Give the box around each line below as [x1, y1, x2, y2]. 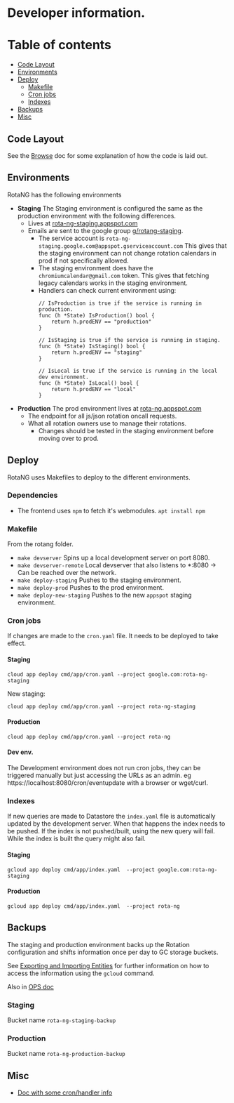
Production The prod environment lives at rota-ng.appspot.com [17, 404, 202, 412]
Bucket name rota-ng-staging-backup [7, 1016, 116, 1024]
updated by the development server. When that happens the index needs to [7, 819, 226, 828]
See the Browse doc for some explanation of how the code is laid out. [7, 151, 208, 159]
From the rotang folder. [7, 540, 74, 548]
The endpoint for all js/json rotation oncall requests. [27, 411, 177, 420]
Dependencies [7, 490, 58, 500]
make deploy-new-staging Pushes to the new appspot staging [17, 591, 192, 600]
